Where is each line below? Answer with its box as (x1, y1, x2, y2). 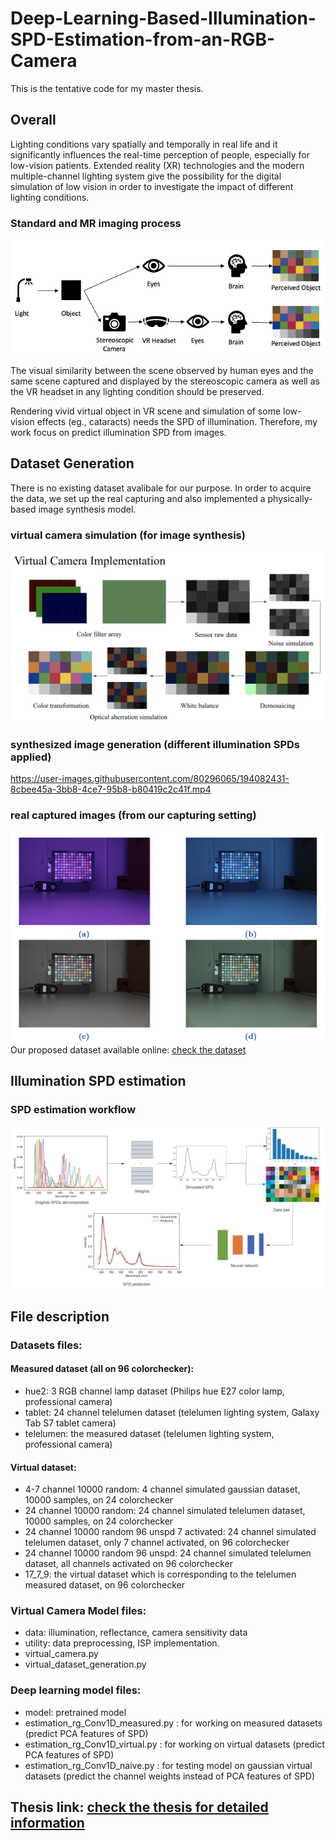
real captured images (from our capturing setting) (10, 808, 257, 822)
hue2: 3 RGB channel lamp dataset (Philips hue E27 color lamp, (24, 1385, 285, 1397)
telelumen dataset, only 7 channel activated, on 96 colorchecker (24, 1537, 290, 1549)
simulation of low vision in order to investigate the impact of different (10, 180, 294, 192)
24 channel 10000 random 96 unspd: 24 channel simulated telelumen (24, 1547, 312, 1559)
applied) (10, 750, 52, 764)
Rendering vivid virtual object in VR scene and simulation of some (10, 405, 282, 417)
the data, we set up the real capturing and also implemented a (10, 492, 266, 504)
